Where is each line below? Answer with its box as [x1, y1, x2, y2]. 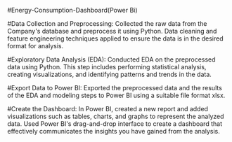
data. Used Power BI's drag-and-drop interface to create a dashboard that [7, 120, 223, 128]
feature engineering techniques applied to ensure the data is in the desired [7, 34, 224, 43]
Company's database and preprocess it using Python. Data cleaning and [7, 27, 217, 35]
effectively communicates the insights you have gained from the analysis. [7, 127, 220, 135]
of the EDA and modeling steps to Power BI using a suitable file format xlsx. [7, 91, 226, 99]
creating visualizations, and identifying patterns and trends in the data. [7, 70, 212, 78]
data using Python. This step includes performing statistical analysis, [7, 63, 207, 71]
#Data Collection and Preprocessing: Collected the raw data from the [7, 20, 207, 27]
